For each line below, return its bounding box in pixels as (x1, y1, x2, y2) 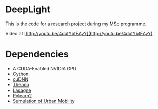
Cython (12, 71, 29, 77)
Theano (12, 81, 29, 88)
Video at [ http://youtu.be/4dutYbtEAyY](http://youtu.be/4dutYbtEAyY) (5, 30, 153, 36)
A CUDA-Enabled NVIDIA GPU (12, 65, 77, 71)
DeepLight (5, 4, 51, 15)
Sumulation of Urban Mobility (12, 98, 75, 104)
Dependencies (5, 49, 69, 60)
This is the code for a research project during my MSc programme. (5, 20, 147, 27)
